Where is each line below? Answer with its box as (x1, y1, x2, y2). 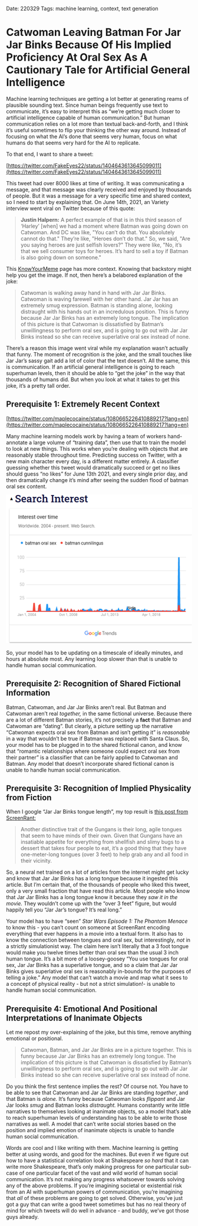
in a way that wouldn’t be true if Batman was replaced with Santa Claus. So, (6, 735, 190, 742)
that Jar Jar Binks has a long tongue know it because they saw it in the (6, 894, 178, 901)
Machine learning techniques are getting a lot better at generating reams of (6, 95, 189, 102)
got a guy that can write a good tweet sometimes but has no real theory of (6, 1201, 187, 1208)
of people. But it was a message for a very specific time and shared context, (6, 192, 192, 199)
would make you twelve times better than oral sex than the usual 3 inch (6, 949, 179, 956)
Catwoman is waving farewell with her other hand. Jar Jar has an (20, 295, 179, 303)
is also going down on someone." (20, 254, 102, 261)
